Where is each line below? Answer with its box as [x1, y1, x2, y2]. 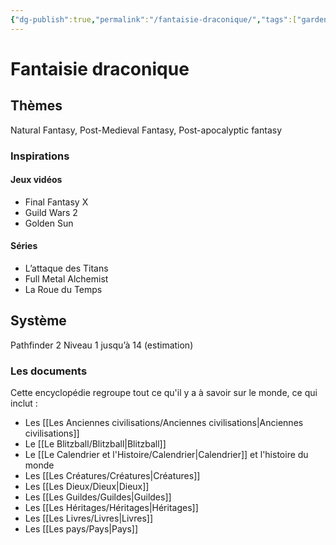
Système [10, 312, 67, 330]
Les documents [10, 364, 88, 378]
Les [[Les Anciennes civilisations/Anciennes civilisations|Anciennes [24, 417, 304, 429]
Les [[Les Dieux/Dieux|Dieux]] [24, 481, 150, 493]
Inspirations [10, 149, 70, 163]
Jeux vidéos [10, 174, 63, 186]
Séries [10, 240, 38, 252]
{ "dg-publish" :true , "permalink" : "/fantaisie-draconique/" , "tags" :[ [10, 14, 298, 25]
